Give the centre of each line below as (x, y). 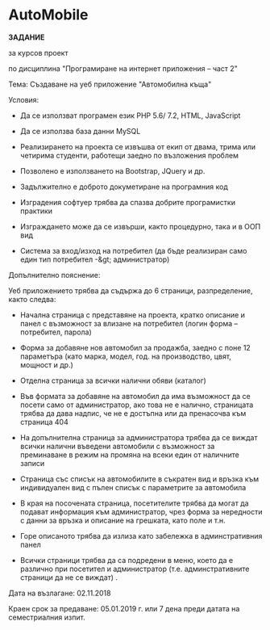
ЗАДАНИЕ (27, 37)
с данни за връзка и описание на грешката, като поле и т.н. (123, 520)
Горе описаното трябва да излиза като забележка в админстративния (141, 535)
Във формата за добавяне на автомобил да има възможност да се (135, 396)
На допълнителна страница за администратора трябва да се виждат (139, 437)
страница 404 (44, 422)
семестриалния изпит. (47, 617)
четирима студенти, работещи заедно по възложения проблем (129, 155)
